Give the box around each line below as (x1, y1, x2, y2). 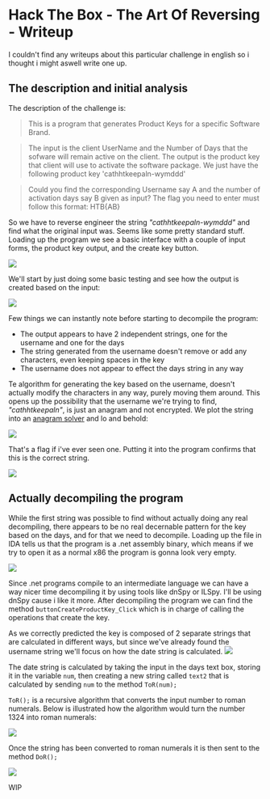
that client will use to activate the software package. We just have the (27, 160, 259, 170)
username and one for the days (19, 337, 125, 347)
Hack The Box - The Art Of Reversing (8, 6, 260, 24)
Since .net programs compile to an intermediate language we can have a (8, 578, 249, 588)
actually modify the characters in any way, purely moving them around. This (8, 387, 260, 397)
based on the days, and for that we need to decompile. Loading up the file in (8, 530, 262, 539)
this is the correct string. (8, 453, 90, 463)
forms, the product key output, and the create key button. (8, 243, 199, 252)
